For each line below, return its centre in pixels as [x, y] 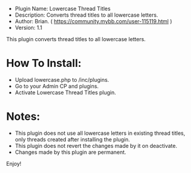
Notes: [23, 117]
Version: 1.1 [28, 27]
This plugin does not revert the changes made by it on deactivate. [96, 146]
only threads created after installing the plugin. [72, 139]
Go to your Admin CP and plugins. [57, 86]
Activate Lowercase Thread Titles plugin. [66, 92]
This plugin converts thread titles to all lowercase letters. [76, 39]
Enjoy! [14, 163]
